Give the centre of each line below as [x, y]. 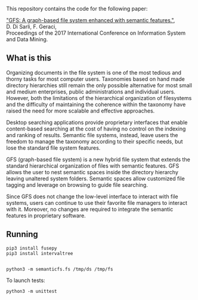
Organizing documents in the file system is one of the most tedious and [94, 72]
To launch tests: [26, 280]
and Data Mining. [27, 39]
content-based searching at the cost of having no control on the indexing [96, 129]
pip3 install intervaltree [40, 253]
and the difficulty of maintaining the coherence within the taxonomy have [96, 104]
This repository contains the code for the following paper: [77, 9]
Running [22, 234]
